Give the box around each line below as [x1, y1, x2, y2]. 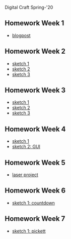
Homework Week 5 [5, 158, 66, 167]
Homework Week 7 [5, 215, 65, 223]
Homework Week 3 [5, 86, 66, 95]
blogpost [12, 32, 31, 38]
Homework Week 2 [5, 47, 66, 56]
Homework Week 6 [5, 186, 66, 195]
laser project [12, 172, 38, 178]
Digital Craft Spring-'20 [5, 5, 53, 10]
